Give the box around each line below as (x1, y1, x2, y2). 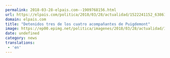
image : (5, 26, 19, 31)
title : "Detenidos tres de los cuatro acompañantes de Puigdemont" (5, 21, 151, 27)
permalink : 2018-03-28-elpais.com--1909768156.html (5, 7, 116, 13)
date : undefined (5, 31, 39, 36)
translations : (5, 40, 35, 45)
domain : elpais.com (5, 17, 47, 22)
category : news (5, 36, 37, 41)
